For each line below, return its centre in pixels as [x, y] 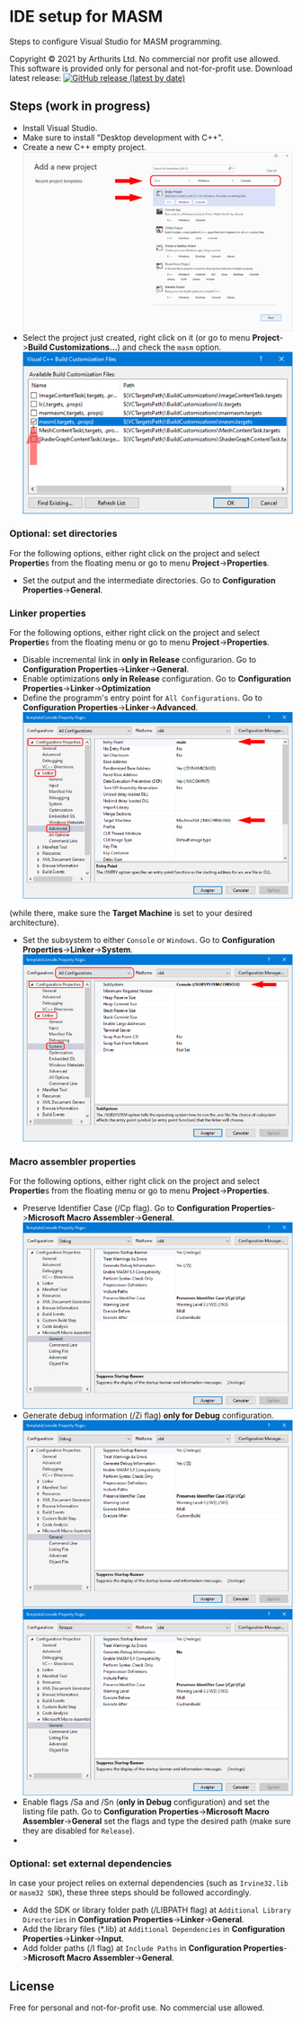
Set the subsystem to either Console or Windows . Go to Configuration [149, 940]
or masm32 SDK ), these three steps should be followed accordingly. [130, 1893]
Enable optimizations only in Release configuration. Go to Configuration [157, 679]
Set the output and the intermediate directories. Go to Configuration [149, 580]
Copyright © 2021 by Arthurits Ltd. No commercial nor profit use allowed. [145, 58]
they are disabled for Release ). [78, 1830]
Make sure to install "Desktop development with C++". [123, 138]
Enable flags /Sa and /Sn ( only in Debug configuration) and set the [146, 1802]
